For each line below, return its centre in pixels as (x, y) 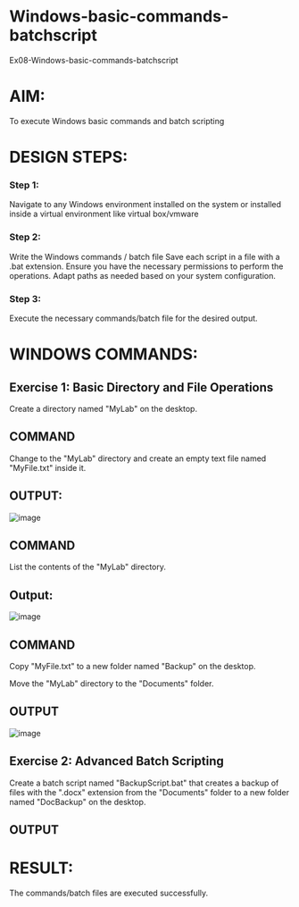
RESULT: (42, 868)
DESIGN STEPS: (69, 157)
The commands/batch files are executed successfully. (109, 893)
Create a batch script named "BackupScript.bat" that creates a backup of (144, 783)
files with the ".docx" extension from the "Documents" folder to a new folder (149, 792)
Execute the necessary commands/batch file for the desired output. (133, 318)
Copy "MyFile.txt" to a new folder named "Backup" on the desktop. (133, 667)
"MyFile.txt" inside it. (48, 467)
